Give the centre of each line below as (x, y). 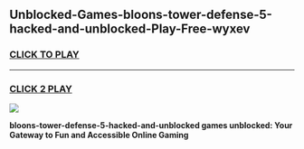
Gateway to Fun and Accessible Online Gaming (99, 135)
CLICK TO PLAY (44, 55)
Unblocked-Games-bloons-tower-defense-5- (141, 15)
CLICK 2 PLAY (41, 88)
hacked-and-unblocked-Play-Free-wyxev (130, 29)
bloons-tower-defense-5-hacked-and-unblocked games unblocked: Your (151, 125)
